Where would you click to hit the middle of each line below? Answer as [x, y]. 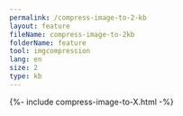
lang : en [26, 59]
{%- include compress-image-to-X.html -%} [91, 102]
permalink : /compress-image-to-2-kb [78, 18]
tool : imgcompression [50, 51]
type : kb [26, 76]
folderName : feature [48, 43]
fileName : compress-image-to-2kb [72, 34]
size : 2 [24, 68]
